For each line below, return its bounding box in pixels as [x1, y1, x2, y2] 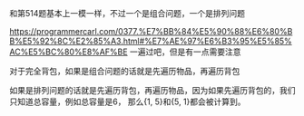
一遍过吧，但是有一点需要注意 [130, 46, 242, 57]
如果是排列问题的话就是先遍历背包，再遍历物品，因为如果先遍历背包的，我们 [9, 85, 296, 95]
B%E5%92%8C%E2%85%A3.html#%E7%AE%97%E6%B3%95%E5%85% [9, 35, 292, 46]
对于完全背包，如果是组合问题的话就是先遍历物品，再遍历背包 [9, 66, 240, 76]
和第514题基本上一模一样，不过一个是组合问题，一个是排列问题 [9, 8, 246, 18]
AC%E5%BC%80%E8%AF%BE [9, 46, 129, 57]
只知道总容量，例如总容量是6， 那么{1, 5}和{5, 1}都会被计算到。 [9, 96, 247, 107]
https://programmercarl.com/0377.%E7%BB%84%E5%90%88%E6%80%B [9, 26, 293, 36]
